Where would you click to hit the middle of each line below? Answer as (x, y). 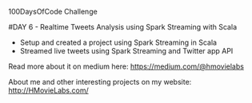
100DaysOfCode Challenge (53, 12)
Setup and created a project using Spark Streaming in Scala (118, 42)
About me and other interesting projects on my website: (100, 82)
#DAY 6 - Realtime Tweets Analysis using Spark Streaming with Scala (123, 27)
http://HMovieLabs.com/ (49, 90)
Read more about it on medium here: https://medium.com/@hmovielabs (126, 66)
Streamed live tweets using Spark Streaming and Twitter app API (126, 51)
